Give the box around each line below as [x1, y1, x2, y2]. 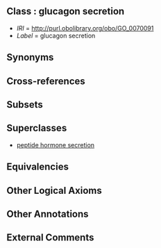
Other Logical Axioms [6, 184, 102, 197]
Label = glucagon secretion [16, 31, 96, 40]
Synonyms [6, 51, 54, 63]
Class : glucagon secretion [6, 6, 125, 17]
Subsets [6, 99, 43, 110]
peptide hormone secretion [16, 140, 95, 149]
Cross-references [6, 75, 86, 87]
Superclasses [6, 122, 67, 134]
